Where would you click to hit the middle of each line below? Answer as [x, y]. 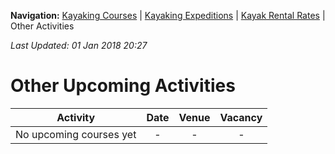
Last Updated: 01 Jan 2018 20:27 [79, 45]
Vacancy [241, 117]
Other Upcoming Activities [123, 86]
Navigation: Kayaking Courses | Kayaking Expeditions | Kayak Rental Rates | [168, 15]
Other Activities [42, 26]
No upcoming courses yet [76, 134]
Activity [76, 117]
